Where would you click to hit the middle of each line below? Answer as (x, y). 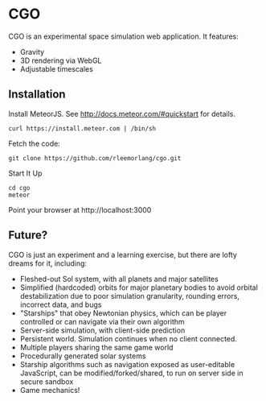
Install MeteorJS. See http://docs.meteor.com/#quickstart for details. (122, 114)
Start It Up (25, 173)
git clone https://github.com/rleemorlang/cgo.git (95, 158)
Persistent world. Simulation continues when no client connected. (128, 338)
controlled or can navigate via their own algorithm (102, 321)
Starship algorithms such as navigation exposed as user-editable (127, 364)
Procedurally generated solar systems (83, 356)
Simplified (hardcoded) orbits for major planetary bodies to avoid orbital (139, 287)
